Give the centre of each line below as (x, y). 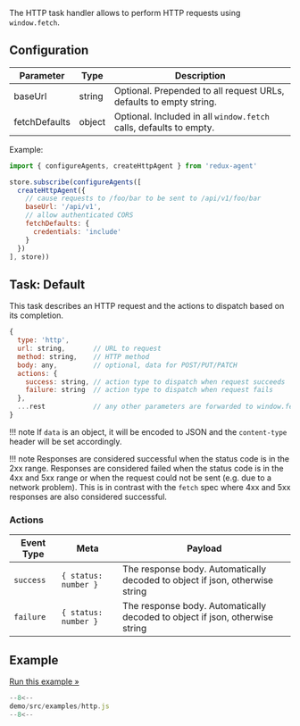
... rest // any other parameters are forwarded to (135, 407)
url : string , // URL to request (90, 348)
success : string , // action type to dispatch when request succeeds (155, 382)
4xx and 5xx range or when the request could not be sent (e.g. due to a (141, 478)
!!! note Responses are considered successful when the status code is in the (150, 458)
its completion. (37, 315)
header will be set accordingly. (66, 441)
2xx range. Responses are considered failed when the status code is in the (146, 468)
